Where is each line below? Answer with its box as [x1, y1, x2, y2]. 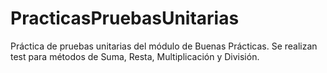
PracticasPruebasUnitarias [10, 7, 240, 30]
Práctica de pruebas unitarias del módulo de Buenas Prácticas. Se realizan [10, 40, 318, 52]
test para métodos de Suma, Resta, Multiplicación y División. [10, 50, 260, 62]
